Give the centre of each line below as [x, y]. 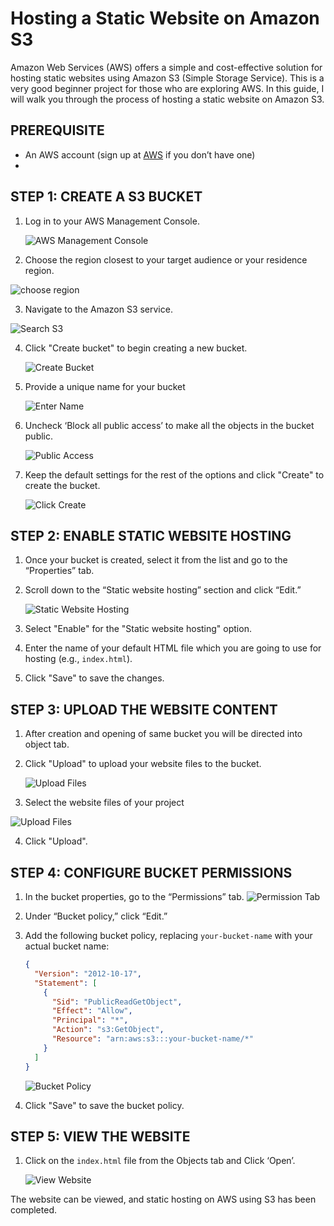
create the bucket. [62, 485]
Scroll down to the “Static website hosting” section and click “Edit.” [163, 590]
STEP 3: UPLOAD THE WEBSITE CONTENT [144, 709]
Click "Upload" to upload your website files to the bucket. [143, 764]
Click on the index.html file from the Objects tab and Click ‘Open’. [160, 1161]
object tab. [47, 744]
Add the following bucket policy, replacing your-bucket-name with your [168, 935]
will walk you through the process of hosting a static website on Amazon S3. [167, 99]
